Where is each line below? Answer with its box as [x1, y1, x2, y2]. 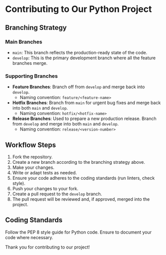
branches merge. [12, 60, 48, 66]
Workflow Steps [5, 140, 56, 149]
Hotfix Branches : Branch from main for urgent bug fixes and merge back [12, 100, 161, 106]
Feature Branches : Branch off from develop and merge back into [12, 84, 145, 90]
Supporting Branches [5, 72, 58, 79]
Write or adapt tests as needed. [12, 169, 77, 175]
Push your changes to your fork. [12, 185, 79, 191]
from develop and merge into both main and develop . [12, 121, 119, 127]
